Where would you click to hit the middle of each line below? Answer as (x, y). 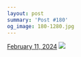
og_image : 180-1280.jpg (41, 26)
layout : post (26, 13)
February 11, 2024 (32, 47)
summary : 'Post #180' (38, 20)
